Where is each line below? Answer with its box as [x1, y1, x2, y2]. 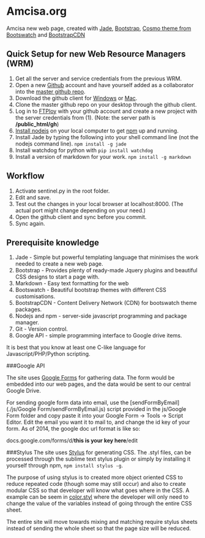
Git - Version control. [15, 325, 69, 332]
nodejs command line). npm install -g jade [15, 140, 127, 147]
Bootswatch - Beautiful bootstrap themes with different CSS [15, 286, 166, 294]
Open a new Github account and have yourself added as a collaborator [15, 81, 194, 88]
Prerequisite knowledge [6, 237, 100, 248]
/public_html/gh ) [15, 120, 59, 128]
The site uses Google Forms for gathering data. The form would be [6, 374, 175, 382]
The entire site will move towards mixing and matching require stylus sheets [6, 518, 198, 526]
